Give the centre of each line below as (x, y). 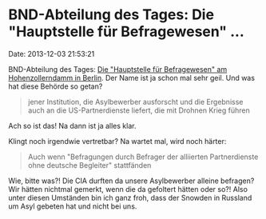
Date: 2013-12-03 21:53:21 (52, 54)
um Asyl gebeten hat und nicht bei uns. (73, 206)
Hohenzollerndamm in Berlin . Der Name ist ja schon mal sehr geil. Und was (132, 78)
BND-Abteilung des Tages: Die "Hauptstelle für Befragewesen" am (118, 69)
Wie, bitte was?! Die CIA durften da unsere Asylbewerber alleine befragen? (131, 181)
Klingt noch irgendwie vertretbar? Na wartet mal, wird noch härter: (117, 141)
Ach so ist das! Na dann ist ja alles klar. (72, 125)
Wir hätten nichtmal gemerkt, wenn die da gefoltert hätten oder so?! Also (128, 189)
